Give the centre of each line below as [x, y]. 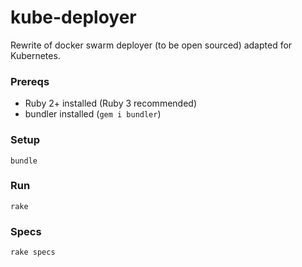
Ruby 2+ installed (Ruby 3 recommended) [110, 103]
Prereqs [30, 81]
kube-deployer [73, 17]
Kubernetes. [35, 55]
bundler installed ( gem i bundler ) [93, 114]
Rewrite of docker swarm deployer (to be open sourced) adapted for [151, 45]
